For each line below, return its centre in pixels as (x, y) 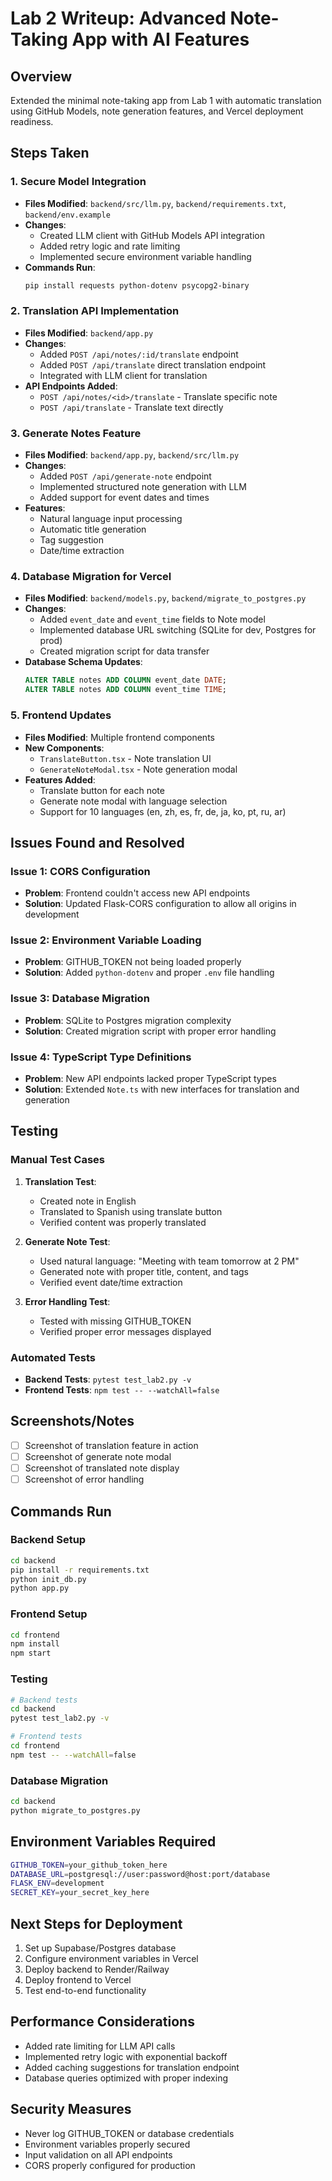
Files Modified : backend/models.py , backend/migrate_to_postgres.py (165, 598)
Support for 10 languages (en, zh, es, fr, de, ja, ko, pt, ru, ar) (163, 811)
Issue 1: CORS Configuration (80, 871)
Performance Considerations (102, 2022)
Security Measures (71, 2109)
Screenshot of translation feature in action (111, 1445)
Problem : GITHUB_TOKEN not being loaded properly (133, 962)
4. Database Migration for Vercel (91, 577)
